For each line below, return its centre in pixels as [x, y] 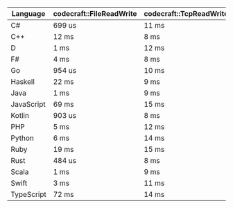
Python [23, 138]
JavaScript [28, 104]
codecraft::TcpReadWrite [186, 14]
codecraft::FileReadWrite [95, 14]
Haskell [23, 81]
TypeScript [28, 194]
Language [28, 14]
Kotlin [20, 115]
